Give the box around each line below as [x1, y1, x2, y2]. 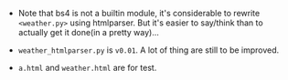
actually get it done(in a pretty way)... [17, 27, 160, 37]
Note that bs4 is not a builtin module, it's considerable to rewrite [17, 8, 261, 18]
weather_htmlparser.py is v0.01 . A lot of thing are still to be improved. [17, 45, 280, 55]
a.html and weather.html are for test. [17, 63, 157, 73]
